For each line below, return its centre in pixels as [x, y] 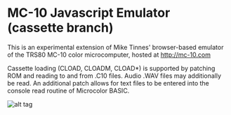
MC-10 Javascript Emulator [89, 13]
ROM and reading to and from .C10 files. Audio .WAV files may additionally [114, 76]
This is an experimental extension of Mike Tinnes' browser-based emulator [115, 47]
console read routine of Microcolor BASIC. [68, 90]
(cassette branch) [60, 28]
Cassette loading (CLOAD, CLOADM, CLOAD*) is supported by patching [111, 68]
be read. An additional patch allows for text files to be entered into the [108, 83]
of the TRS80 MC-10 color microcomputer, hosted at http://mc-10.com [109, 55]
